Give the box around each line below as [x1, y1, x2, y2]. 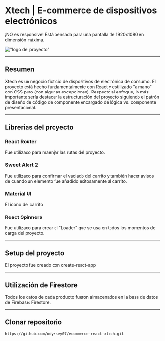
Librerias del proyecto [5, 124, 74, 132]
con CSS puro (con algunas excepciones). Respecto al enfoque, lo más [5, 89, 149, 94]
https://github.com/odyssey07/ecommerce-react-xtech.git [5, 331, 124, 336]
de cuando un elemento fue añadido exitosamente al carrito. [5, 178, 127, 184]
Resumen [5, 65, 35, 74]
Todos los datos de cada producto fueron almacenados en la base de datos [5, 294, 158, 300]
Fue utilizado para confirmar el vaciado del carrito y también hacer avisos [5, 173, 154, 179]
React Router [5, 138, 37, 145]
